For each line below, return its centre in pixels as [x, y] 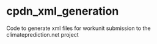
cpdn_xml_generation [63, 11]
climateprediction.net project [42, 34]
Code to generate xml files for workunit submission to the [78, 28]
